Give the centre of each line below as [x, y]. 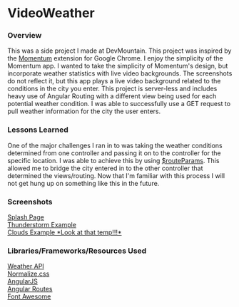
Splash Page [26, 217]
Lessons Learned [38, 130]
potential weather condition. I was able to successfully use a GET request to [119, 104]
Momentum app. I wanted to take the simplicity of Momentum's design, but [118, 66]
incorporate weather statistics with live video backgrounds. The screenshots [120, 73]
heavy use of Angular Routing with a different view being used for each [112, 96]
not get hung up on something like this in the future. [83, 183]
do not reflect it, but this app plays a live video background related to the [114, 81]
